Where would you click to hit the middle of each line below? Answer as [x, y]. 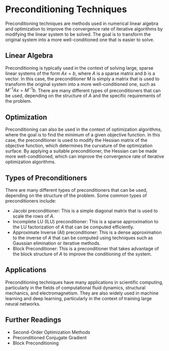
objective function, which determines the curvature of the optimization [79, 145]
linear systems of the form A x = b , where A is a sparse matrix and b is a [80, 73]
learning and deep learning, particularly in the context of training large [79, 298]
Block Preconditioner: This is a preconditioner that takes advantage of [86, 249]
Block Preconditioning [36, 343]
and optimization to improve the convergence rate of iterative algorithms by [84, 28]
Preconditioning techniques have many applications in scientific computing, [84, 282]
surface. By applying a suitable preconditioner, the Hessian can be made [81, 151]
